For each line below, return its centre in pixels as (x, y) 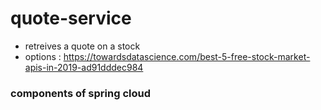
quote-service (71, 18)
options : (43, 56)
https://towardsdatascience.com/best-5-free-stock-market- (187, 56)
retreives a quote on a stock (82, 46)
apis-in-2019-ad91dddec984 (84, 67)
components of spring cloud (80, 93)
